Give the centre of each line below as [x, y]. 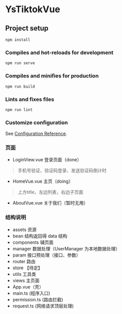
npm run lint [19, 110]
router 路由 [24, 261]
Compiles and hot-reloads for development [59, 52]
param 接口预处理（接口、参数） [47, 255]
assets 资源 [25, 230]
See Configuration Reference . [36, 134]
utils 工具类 [24, 274]
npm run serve [20, 63]
